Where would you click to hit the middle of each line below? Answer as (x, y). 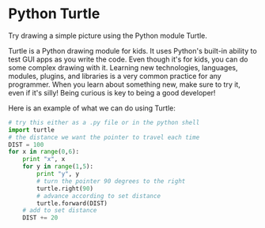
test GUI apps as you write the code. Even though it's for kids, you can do (128, 59)
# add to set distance (60, 211)
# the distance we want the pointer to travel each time (104, 137)
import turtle (32, 130)
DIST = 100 (26, 144)
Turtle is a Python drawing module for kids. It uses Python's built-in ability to (132, 50)
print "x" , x (44, 159)
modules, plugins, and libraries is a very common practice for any (115, 76)
